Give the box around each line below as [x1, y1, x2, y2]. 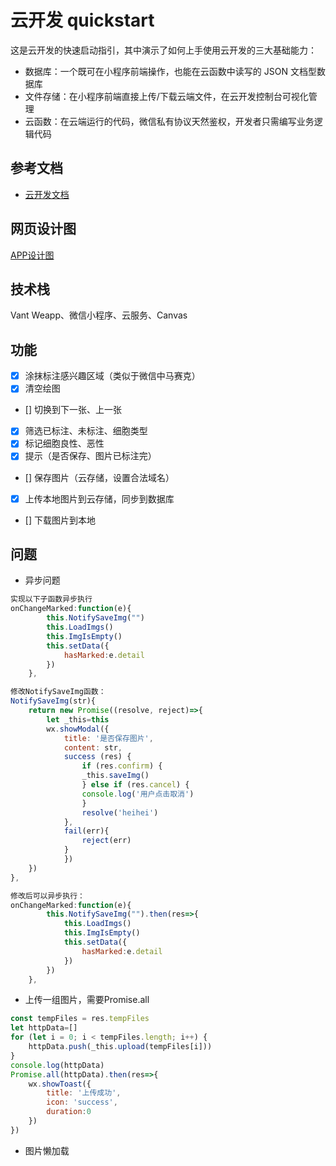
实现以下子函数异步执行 [10, 594, 93, 605]
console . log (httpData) [10, 1060, 105, 1070]
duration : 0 [46, 1107, 92, 1117]
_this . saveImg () [81, 771, 150, 781]
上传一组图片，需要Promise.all [24, 994, 150, 1006]
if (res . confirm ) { [81, 761, 163, 771]
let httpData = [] [10, 1023, 78, 1033]
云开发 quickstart [10, 9, 155, 32]
